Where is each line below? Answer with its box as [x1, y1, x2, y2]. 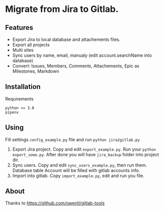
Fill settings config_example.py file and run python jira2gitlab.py [5, 136, 140, 142]
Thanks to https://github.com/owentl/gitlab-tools [5, 200, 105, 206]
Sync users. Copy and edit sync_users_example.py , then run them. [12, 162, 147, 168]
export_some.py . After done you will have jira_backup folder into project [12, 151, 159, 157]
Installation [5, 83, 41, 91]
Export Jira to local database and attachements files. [12, 36, 121, 42]
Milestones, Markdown [12, 68, 60, 74]
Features [5, 23, 33, 32]
